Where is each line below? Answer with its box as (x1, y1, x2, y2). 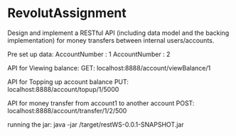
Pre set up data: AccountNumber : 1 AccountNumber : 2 (7, 50, 171, 58)
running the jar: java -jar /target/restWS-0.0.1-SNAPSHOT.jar (7, 120, 185, 129)
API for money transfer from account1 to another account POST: (7, 98, 195, 108)
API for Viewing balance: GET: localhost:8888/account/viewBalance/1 (7, 63, 211, 72)
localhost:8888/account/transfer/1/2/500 (7, 106, 127, 115)
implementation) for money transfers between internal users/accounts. (7, 36, 215, 44)
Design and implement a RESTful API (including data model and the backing (7, 28, 230, 37)
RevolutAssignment (7, 5, 127, 21)
